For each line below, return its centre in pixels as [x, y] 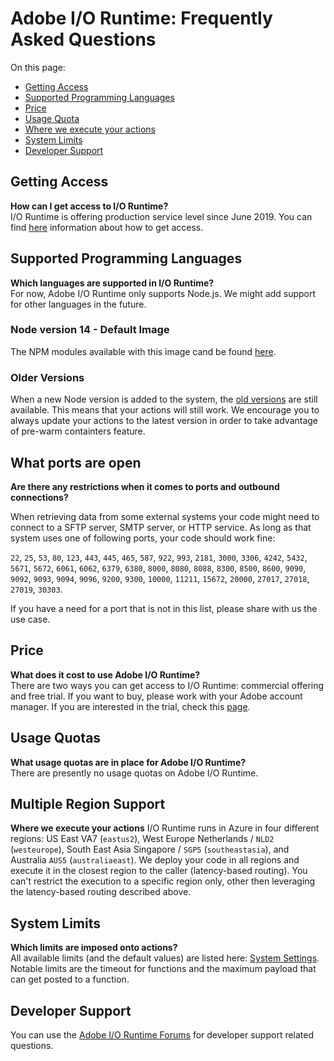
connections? [39, 497]
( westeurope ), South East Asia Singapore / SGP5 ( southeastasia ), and [150, 849]
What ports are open [76, 462]
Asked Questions [83, 39]
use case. [30, 619]
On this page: [38, 67]
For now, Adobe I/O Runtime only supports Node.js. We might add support [163, 293]
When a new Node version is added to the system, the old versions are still [164, 399]
